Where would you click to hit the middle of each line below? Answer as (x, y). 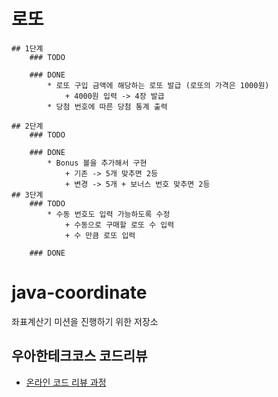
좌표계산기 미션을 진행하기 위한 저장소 (85, 321)
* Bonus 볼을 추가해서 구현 (97, 163)
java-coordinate (79, 292)
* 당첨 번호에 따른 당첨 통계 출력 (107, 106)
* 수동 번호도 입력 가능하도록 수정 (109, 214)
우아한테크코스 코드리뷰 (79, 356)
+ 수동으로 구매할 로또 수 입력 (119, 225)
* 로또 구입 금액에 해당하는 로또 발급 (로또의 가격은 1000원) (158, 85)
